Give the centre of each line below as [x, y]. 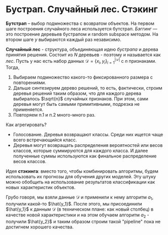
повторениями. [30, 83]
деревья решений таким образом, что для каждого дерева [77, 93]
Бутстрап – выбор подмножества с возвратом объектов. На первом [80, 23]
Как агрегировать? [26, 125]
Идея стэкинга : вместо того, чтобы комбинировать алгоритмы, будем [82, 171]
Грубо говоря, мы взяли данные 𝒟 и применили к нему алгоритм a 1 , [80, 198]
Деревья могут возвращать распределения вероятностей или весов [88, 145]
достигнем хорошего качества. [40, 227]
